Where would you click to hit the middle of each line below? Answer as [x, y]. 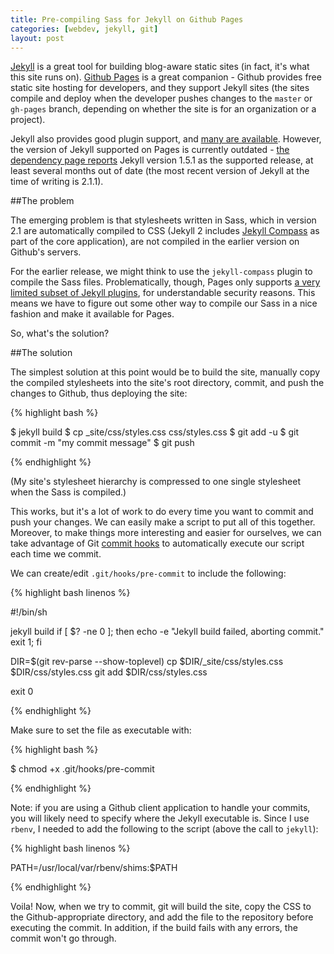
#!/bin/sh [29, 612]
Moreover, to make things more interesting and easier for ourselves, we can [166, 533]
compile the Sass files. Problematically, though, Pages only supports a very [165, 282]
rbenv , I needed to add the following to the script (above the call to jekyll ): [164, 829]
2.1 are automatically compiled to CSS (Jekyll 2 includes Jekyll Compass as [165, 231]
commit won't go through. [63, 938]
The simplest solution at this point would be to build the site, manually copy [165, 372]
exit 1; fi [26, 642]
